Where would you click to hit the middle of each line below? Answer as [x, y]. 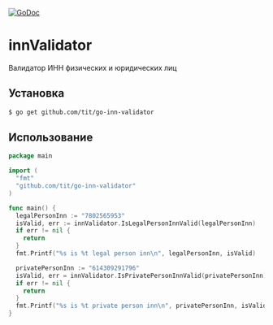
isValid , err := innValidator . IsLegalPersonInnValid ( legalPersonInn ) [136, 223]
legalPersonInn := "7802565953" [71, 215]
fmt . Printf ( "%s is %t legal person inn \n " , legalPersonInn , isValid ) [136, 253]
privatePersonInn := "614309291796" [78, 268]
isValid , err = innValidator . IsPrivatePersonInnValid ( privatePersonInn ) [141, 275]
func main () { [32, 208]
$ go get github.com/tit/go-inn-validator [81, 112]
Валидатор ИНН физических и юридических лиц [93, 67]
